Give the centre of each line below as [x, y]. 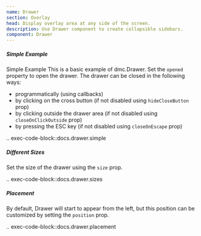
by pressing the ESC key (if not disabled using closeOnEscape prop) [99, 127]
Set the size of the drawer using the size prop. [64, 167]
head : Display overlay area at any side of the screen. [78, 23]
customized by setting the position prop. [58, 215]
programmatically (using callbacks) [59, 94]
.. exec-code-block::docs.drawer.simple [56, 138]
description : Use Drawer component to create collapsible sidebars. [95, 29]
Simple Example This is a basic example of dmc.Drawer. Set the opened [95, 69]
